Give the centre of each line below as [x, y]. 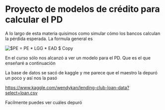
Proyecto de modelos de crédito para [82, 9]
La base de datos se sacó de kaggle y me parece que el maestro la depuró [81, 72]
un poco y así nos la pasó [31, 78]
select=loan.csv [22, 93]
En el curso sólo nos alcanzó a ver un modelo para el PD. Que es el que [78, 57]
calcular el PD [34, 20]
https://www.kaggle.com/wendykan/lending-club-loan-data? [67, 87]
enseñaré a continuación [30, 63]
